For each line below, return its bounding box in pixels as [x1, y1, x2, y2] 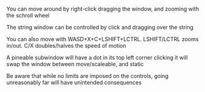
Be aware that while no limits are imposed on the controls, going [6, 72, 169, 79]
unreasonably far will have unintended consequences [6, 79, 142, 86]
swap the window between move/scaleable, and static [6, 61, 144, 67]
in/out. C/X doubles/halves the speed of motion [6, 42, 126, 49]
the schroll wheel [6, 12, 50, 19]
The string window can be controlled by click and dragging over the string [6, 24, 194, 31]
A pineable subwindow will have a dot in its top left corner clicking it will [6, 54, 188, 61]
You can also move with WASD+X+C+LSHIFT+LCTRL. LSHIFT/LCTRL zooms [6, 36, 199, 42]
